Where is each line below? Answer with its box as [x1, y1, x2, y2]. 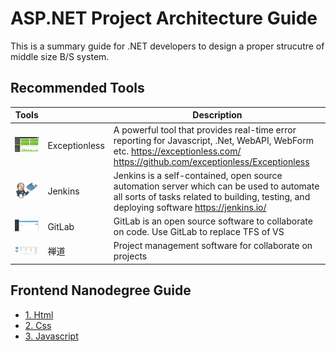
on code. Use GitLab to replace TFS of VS [113, 226, 285, 237]
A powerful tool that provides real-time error [113, 123, 297, 136]
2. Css [24, 319, 52, 331]
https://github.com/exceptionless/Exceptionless [113, 155, 310, 167]
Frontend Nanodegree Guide [10, 282, 192, 299]
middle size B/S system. [10, 50, 110, 62]
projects [113, 250, 148, 262]
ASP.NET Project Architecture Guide [10, 7, 318, 30]
